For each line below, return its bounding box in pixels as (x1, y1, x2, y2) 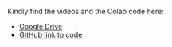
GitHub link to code (18, 31, 83, 39)
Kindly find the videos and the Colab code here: (7, 7, 164, 16)
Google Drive (18, 22, 63, 31)
